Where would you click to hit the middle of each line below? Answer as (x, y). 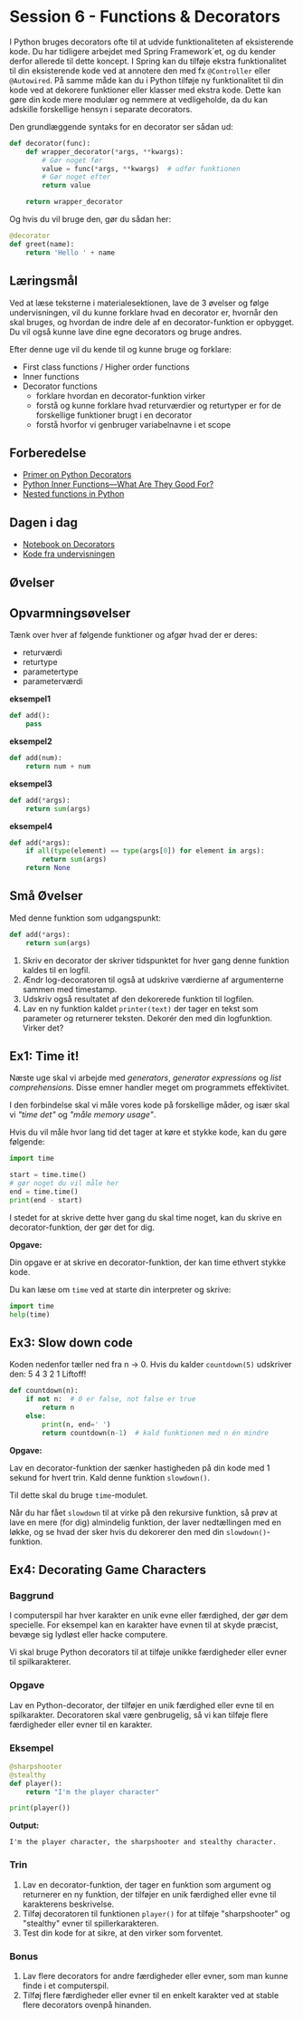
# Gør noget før (72, 160)
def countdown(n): (44, 1391)
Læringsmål (44, 281)
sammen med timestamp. (70, 989)
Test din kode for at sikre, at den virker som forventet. (123, 1933)
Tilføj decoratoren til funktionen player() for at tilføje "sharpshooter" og (156, 1913)
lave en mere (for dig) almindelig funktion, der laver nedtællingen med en (146, 1522)
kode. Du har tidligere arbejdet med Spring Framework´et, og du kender (142, 51)
